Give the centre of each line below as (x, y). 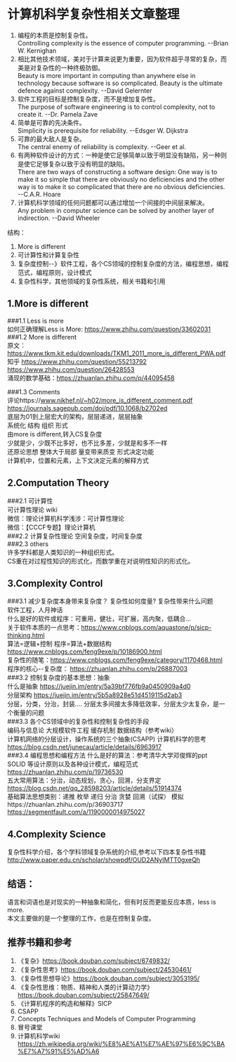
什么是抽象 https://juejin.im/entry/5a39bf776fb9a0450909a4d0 (99, 687)
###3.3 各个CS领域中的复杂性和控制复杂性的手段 (78, 722)
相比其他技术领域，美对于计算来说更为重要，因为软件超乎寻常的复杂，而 (122, 59)
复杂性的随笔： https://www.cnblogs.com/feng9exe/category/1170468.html (115, 660)
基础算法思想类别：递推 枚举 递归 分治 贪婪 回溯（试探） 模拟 (96, 797)
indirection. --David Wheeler (59, 218)
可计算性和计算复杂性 (48, 254)
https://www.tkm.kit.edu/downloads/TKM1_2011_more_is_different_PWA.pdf (117, 353)
